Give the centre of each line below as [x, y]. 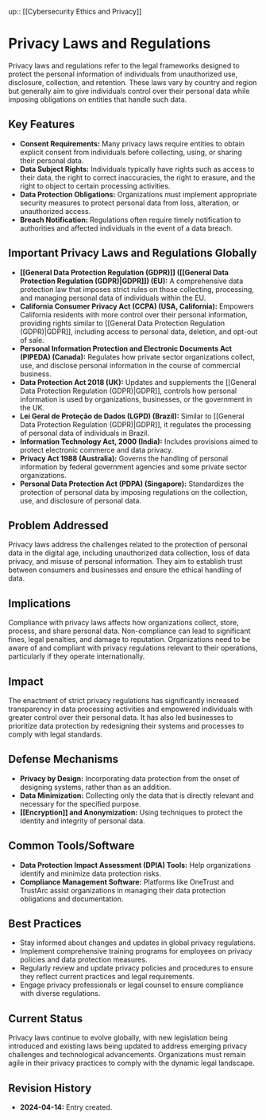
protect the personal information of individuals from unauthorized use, [123, 74]
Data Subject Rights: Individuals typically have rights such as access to [137, 169]
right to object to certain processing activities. [95, 185]
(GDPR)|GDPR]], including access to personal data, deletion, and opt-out [139, 331]
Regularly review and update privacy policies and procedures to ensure [137, 968]
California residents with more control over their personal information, [134, 314]
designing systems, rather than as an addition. [95, 787]
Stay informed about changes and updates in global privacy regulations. [137, 943]
